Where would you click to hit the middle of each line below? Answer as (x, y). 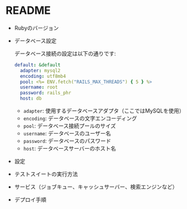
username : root (39, 87)
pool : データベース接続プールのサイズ (70, 126)
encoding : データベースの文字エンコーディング (80, 119)
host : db (31, 99)
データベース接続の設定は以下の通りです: (65, 53)
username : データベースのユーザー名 (67, 134)
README (28, 11)
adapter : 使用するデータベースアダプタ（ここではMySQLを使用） (104, 111)
